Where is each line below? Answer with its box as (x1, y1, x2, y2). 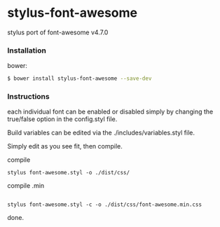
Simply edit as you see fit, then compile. (7, 142, 123, 151)
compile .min (7, 181, 45, 190)
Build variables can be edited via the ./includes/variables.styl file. (7, 128, 195, 137)
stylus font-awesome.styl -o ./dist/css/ (7, 170, 130, 177)
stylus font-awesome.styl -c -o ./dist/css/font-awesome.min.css (7, 201, 202, 208)
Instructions (7, 92, 50, 102)
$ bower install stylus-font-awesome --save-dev (7, 75, 152, 82)
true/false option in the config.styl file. (7, 115, 118, 123)
